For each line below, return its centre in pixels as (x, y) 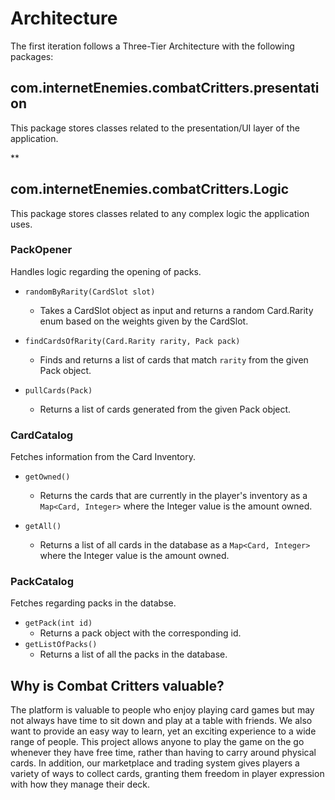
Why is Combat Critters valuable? (117, 685)
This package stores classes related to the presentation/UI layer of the (155, 128)
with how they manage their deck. (80, 784)
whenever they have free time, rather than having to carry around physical (163, 753)
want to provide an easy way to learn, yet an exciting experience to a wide (163, 731)
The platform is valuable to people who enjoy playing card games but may (162, 710)
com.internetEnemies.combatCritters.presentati (165, 88)
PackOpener (41, 250)
